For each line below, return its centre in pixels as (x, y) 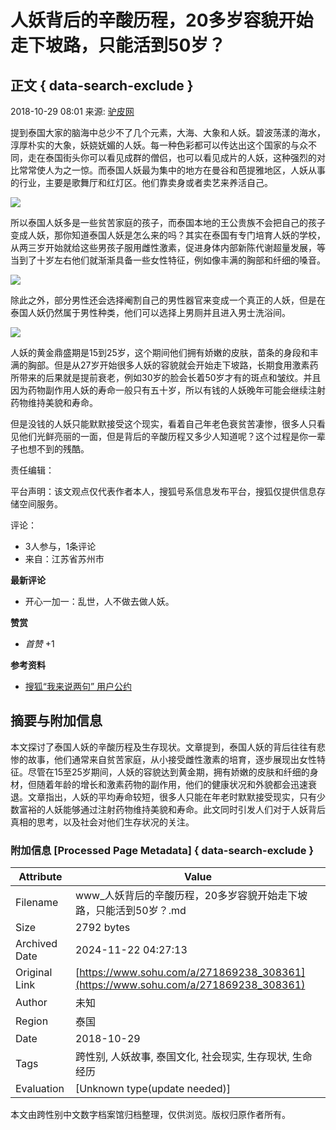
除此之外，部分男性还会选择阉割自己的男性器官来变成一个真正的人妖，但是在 (168, 300)
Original (34, 973)
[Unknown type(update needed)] (153, 1089)
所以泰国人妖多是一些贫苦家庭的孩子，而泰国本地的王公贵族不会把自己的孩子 (168, 222)
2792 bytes (102, 928)
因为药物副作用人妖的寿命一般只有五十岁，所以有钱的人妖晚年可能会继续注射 (168, 390)
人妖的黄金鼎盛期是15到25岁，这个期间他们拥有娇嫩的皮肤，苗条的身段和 (160, 352)
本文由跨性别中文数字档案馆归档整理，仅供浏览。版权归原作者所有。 (150, 1115)
